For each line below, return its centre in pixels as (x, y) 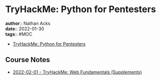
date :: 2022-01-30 (25, 28)
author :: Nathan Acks (28, 23)
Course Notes (28, 60)
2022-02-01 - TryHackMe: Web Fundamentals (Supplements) (77, 72)
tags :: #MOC (19, 34)
